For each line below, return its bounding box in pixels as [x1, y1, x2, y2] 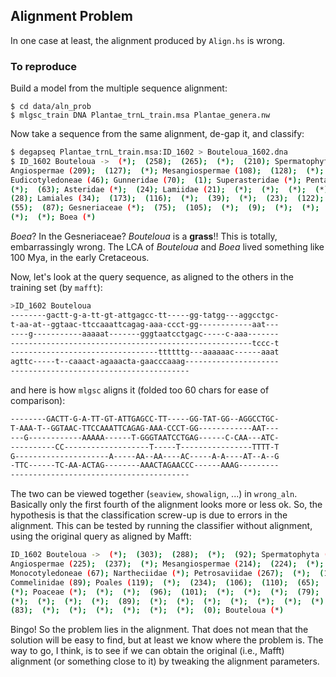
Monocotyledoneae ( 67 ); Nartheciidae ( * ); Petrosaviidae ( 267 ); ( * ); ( [10, 568, 325, 578]
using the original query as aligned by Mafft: [10, 530, 192, 543]
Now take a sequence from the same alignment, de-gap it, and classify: [10, 128, 305, 140]
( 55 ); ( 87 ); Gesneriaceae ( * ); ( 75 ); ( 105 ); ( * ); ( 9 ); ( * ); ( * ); [10, 203, 320, 213]
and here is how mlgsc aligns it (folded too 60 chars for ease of [10, 384, 270, 396]
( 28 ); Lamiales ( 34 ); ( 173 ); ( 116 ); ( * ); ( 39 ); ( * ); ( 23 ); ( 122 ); [10, 194, 325, 204]
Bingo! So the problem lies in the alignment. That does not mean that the [10, 624, 309, 636]
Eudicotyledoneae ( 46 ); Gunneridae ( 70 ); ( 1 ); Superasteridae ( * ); [10, 175, 302, 185]
